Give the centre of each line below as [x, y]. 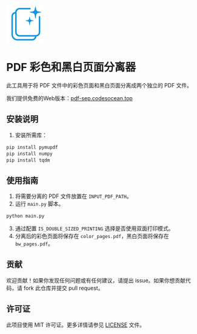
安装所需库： [31, 135]
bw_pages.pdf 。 [34, 244]
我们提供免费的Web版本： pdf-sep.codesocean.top [70, 98]
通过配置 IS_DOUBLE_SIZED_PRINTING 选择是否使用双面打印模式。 [94, 228]
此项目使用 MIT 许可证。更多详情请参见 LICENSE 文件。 [76, 325]
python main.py [25, 216]
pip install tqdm [28, 160]
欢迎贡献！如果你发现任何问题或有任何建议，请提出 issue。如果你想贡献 [96, 280]
